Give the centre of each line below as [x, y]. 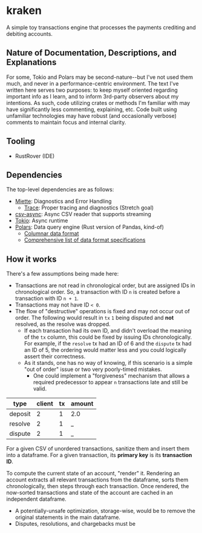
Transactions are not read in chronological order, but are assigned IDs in [105, 285]
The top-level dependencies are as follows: [60, 189]
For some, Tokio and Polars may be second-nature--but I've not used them [100, 77]
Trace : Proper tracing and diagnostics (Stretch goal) [89, 208]
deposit [20, 414]
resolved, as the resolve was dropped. [63, 324]
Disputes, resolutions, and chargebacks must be [75, 524]
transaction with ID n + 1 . [47, 299]
